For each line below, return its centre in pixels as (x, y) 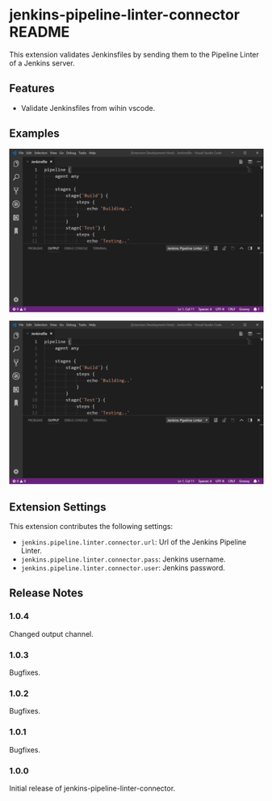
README (40, 32)
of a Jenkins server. (42, 63)
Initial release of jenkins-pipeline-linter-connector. (92, 788)
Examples (34, 134)
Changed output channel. (51, 634)
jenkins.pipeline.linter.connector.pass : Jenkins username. (123, 559)
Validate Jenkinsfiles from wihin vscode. (88, 108)
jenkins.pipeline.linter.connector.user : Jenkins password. (123, 568)
